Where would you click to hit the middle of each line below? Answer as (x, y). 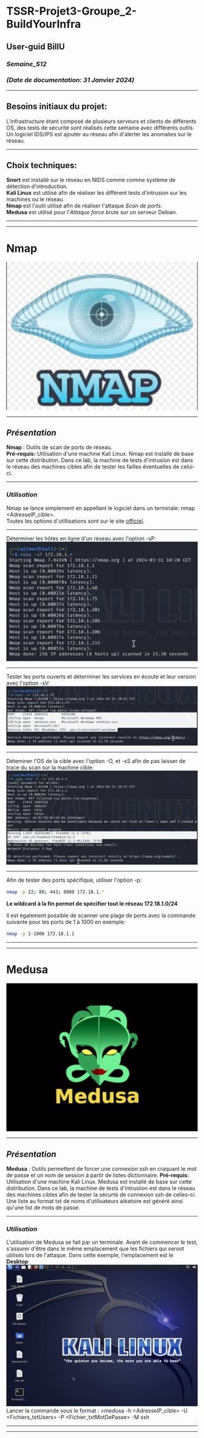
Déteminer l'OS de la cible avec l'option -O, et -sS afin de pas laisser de (96, 761)
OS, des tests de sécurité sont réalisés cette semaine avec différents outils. (100, 127)
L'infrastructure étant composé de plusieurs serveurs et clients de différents (101, 121)
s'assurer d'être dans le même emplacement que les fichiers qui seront (95, 1249)
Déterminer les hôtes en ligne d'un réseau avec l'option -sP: (81, 538)
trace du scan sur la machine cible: (50, 767)
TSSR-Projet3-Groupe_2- (72, 11)
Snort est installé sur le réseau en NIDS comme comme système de (91, 180)
